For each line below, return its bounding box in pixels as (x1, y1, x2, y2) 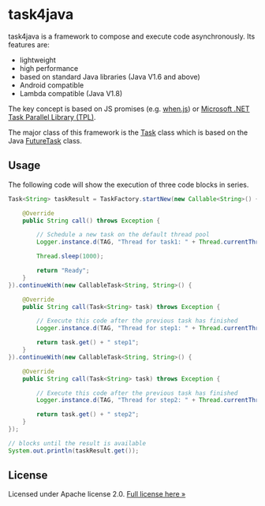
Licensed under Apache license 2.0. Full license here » (8, 489, 186, 499)
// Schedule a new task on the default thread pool (36, 231, 211, 239)
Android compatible (19, 80, 84, 90)
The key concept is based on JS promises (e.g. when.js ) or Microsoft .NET (8, 104, 250, 113)
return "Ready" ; (36, 266, 90, 274)
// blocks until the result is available (8, 439, 147, 447)
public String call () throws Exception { (22, 217, 160, 225)
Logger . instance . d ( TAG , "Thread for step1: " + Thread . (36, 325, 224, 333)
